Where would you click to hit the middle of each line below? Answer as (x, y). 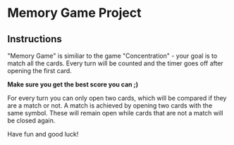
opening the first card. (39, 71)
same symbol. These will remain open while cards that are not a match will (115, 113)
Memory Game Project (74, 13)
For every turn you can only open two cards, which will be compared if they (117, 98)
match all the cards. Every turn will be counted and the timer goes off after (115, 63)
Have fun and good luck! (43, 134)
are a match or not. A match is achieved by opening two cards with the (110, 106)
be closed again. (31, 120)
